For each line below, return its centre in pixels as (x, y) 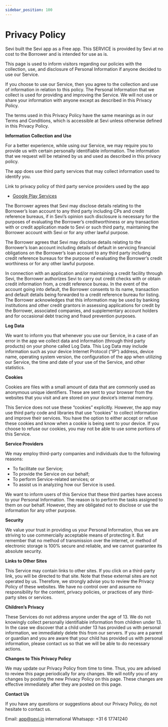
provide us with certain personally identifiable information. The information (82, 151)
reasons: (14, 459)
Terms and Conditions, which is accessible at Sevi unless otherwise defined (83, 121)
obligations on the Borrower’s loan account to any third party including (78, 253)
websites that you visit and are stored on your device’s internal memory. (79, 397)
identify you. (18, 176)
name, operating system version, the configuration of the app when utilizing (83, 357)
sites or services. (35, 597)
